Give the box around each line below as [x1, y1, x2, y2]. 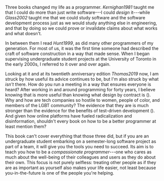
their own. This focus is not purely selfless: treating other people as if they [5, 160, 157, 165]
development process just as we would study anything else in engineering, [5, 20, 157, 26]
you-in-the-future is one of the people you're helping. [5, 170, 115, 176]
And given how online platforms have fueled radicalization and [5, 113, 132, 119]
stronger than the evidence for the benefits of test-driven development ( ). [5, 108, 155, 114]
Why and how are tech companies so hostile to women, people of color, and [5, 97, 160, 103]
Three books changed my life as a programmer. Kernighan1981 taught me [5, 4, 155, 10]
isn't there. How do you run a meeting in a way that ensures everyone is [5, 81, 152, 87]
